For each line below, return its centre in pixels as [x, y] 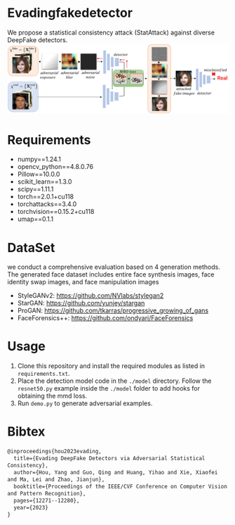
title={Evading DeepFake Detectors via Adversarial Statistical [109, 459]
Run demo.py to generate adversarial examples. [85, 403]
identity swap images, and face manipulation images [83, 282]
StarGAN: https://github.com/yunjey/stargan [81, 303]
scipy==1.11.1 [35, 189]
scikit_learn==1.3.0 [45, 182]
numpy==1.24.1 [39, 159]
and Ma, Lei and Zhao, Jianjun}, [56, 480]
